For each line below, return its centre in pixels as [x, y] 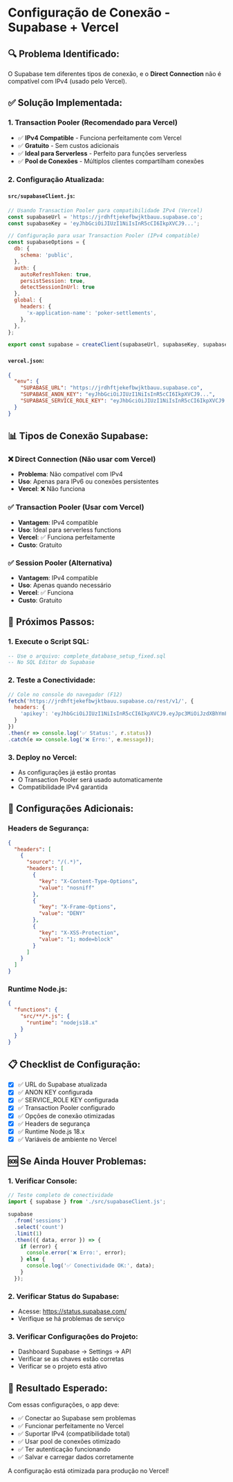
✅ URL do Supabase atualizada [63, 1084]
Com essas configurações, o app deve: [64, 1405]
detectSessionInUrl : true [58, 287]
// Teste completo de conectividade [60, 1195]
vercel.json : [26, 360]
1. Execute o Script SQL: [48, 642]
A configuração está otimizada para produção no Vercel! [88, 1471]
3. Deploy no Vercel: [43, 757]
